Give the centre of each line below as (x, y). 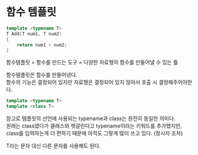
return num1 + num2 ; (42, 45)
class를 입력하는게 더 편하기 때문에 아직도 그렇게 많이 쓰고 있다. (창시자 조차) (95, 133)
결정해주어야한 (176, 82)
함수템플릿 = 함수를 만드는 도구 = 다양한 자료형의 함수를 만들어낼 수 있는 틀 (92, 62)
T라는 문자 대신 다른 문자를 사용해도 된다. (53, 146)
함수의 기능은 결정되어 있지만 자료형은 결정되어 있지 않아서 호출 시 (82, 82)
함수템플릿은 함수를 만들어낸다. (42, 75)
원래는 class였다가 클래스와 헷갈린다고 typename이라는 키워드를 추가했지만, (94, 126)
